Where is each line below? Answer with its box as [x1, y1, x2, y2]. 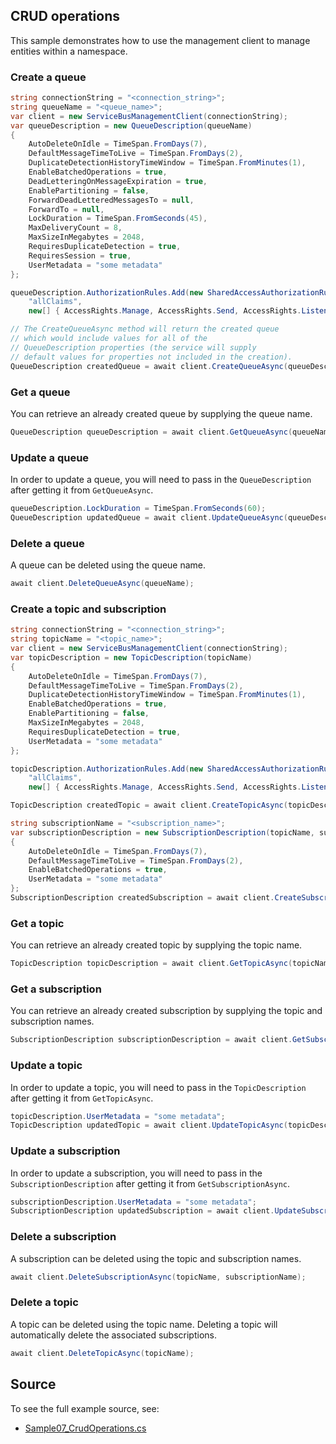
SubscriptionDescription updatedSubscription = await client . [10, 1206, 275, 1216]
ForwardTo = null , [28, 204, 105, 214]
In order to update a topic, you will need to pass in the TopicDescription [10, 1081, 307, 1093]
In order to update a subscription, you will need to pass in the [10, 1167, 263, 1179]
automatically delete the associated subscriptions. [10, 1329, 217, 1341]
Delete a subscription [10, 1230, 117, 1244]
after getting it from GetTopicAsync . [10, 1092, 154, 1104]
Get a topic [10, 916, 65, 930]
